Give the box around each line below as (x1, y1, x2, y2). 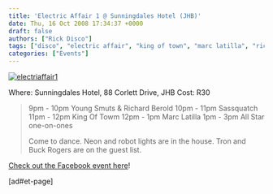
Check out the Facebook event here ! (8, 161, 131, 170)
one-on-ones (28, 121, 73, 130)
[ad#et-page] (8, 176, 54, 186)
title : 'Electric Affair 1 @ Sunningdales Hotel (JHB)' (8, 11, 201, 20)
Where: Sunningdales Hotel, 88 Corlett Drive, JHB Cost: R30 (8, 88, 210, 97)
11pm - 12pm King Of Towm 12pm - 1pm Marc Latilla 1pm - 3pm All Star (28, 112, 265, 122)
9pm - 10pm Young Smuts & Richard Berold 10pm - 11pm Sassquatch (28, 103, 258, 113)
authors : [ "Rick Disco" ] (8, 34, 93, 43)
